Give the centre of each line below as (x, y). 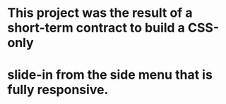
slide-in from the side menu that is (110, 75)
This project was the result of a (100, 13)
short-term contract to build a (96, 28)
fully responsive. (58, 90)
